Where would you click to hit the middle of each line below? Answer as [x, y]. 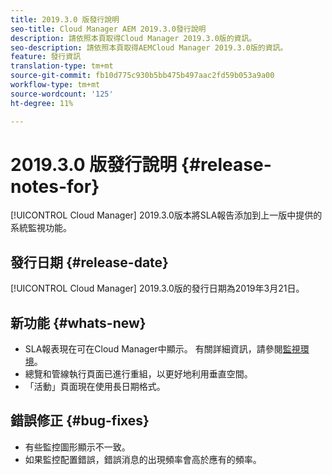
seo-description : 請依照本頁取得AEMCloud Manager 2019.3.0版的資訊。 [149, 47]
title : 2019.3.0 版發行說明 [65, 19]
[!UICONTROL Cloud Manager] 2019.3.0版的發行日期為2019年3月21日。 [157, 288]
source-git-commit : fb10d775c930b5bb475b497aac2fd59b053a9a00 [142, 76]
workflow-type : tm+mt [55, 85]
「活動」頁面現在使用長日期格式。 [95, 387]
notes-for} [55, 186]
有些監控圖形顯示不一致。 [77, 447]
